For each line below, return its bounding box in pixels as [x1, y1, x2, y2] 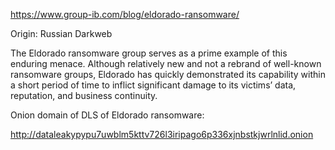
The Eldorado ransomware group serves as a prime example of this [10, 47, 288, 59]
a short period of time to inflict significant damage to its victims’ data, [10, 79, 297, 91]
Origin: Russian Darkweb [10, 28, 113, 39]
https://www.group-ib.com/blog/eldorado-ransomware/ [10, 9, 240, 20]
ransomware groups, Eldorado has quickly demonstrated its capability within [10, 69, 326, 80]
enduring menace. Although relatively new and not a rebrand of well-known [10, 58, 322, 69]
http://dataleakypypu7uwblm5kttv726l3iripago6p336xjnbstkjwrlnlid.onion [10, 129, 314, 140]
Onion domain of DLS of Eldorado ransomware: [10, 109, 205, 121]
